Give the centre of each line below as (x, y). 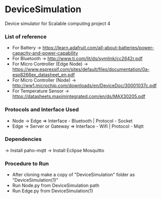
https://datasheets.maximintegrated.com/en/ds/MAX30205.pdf (79, 96)
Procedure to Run (27, 163)
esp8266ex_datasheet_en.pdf (43, 75)
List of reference (26, 37)
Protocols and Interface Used (42, 109)
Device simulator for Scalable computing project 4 (58, 23)
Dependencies (23, 139)
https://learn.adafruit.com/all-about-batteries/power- (98, 48)
